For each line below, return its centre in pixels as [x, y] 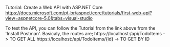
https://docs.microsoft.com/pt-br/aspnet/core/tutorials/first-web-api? [79, 13]
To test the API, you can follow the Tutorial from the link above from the [80, 28]
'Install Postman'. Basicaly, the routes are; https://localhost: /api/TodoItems [84, 33]
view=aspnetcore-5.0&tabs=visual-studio [49, 18]
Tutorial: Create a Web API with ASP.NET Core [54, 7]
